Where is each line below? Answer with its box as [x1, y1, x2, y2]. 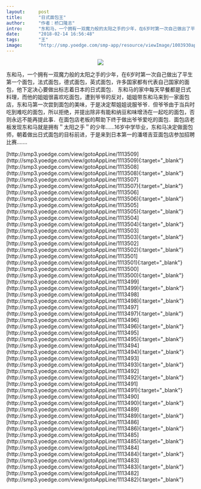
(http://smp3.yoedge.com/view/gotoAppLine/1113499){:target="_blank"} [6, 284, 184, 291]
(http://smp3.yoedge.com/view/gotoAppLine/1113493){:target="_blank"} [6, 361, 184, 368]
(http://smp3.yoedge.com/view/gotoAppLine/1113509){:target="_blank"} [6, 157, 184, 164]
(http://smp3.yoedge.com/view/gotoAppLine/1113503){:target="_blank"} [6, 233, 184, 240]
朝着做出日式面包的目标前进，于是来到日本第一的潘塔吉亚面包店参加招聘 [16, 130, 195, 138]
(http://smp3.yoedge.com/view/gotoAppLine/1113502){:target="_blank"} [6, 246, 184, 253]
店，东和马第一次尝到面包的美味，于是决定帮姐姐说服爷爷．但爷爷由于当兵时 [6, 100, 195, 108]
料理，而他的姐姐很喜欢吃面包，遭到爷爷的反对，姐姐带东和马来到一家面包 [6, 93, 190, 100]
